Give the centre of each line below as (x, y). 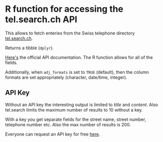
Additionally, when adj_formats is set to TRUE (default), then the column (77, 72)
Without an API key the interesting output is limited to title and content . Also (82, 105)
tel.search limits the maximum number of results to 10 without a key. (74, 110)
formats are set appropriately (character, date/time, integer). (66, 77)
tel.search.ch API (41, 19)
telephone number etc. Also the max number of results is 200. (68, 124)
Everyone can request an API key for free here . (53, 134)
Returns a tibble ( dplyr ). (30, 48)
